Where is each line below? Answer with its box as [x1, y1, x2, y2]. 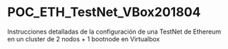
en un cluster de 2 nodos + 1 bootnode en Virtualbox [7, 34, 160, 43]
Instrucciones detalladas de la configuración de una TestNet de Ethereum [7, 27, 221, 36]
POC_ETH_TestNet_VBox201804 [7, 4, 201, 20]
